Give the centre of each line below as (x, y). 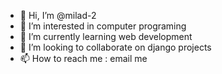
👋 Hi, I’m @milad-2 (58, 15)
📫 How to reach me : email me (83, 58)
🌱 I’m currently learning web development (106, 36)
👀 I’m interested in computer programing (103, 26)
